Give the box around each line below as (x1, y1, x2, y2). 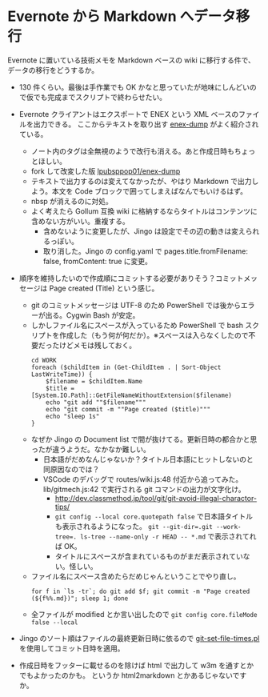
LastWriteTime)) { (30, 370, 93, 379)
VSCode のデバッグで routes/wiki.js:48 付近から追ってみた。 (42, 474, 243, 484)
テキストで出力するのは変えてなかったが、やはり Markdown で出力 (30, 176, 252, 186)
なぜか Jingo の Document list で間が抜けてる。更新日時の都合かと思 (30, 434, 258, 444)
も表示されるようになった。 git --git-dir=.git (54, 521, 213, 531)
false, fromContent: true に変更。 (42, 256, 153, 266)
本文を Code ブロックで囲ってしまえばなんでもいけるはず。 (51, 186, 247, 196)
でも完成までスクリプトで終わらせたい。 (33, 92, 167, 102)
